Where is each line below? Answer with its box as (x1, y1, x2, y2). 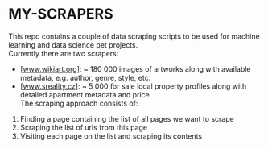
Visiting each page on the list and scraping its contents (19, 130, 203, 141)
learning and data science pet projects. (8, 39, 138, 49)
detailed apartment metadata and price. (19, 89, 152, 99)
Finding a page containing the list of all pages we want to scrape (19, 114, 235, 123)
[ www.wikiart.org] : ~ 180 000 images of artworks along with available (19, 64, 251, 73)
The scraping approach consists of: (19, 98, 138, 108)
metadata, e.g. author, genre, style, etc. (19, 72, 151, 82)
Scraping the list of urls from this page (19, 122, 148, 132)
